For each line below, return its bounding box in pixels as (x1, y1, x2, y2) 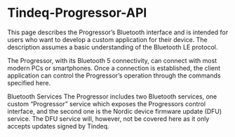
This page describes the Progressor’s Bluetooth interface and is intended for (7, 28, 229, 36)
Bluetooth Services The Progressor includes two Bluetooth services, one (7, 92, 217, 101)
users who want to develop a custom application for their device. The (7, 35, 208, 43)
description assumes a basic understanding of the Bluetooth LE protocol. (7, 43, 218, 51)
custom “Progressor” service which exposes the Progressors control (7, 99, 206, 108)
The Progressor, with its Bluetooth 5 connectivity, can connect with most (7, 56, 217, 64)
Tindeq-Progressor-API (7, 5, 147, 21)
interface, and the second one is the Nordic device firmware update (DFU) (7, 107, 222, 115)
